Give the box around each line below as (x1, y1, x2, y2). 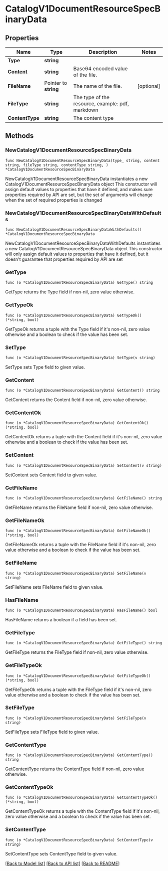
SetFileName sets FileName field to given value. (5, 584, 103, 590)
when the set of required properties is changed (5, 197, 102, 203)
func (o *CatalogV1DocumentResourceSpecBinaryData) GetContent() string (5, 388, 160, 393)
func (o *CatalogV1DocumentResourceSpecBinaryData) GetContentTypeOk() (5, 795, 157, 800)
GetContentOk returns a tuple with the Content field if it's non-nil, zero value (5, 434, 162, 440)
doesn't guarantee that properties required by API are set (5, 256, 123, 262)
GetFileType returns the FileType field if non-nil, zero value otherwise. (5, 649, 149, 655)
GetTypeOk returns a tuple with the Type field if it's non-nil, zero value (5, 326, 150, 332)
